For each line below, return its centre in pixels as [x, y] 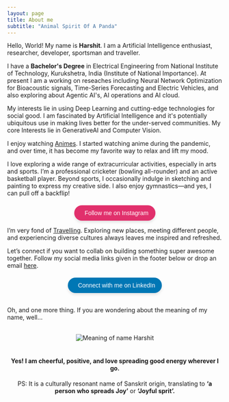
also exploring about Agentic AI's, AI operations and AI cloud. [93, 95]
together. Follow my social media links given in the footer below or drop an [112, 258]
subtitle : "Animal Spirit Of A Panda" [62, 26]
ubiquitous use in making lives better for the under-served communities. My [114, 123]
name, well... [25, 317]
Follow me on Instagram [117, 213]
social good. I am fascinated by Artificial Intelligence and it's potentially [107, 116]
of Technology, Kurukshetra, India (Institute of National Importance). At [107, 73]
